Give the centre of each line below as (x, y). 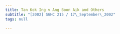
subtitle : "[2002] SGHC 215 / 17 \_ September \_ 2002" (60, 14)
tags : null (17, 19)
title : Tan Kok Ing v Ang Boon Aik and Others (55, 10)
